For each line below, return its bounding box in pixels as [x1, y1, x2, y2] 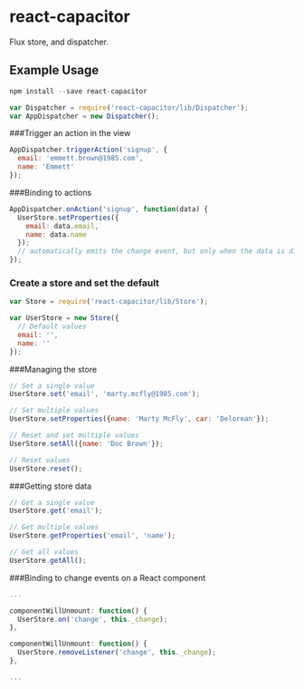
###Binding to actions [9, 187, 92, 198]
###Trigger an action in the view [9, 128, 131, 139]
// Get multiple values [9, 523, 100, 532]
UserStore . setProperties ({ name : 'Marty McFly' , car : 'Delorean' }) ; [9, 414, 270, 423]
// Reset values [9, 455, 71, 464]
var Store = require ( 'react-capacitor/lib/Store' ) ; [9, 297, 208, 306]
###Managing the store [9, 364, 98, 374]
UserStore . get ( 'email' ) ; [9, 506, 103, 516]
